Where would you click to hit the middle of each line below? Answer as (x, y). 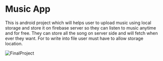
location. (14, 43)
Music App (28, 9)
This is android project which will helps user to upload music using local (78, 23)
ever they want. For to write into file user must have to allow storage (74, 38)
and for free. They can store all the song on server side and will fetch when (81, 33)
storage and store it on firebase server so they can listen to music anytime (81, 28)
